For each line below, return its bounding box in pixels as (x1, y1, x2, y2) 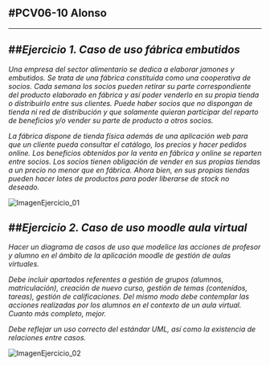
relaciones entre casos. (8, 333, 87, 343)
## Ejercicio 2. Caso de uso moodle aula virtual (8, 221, 247, 235)
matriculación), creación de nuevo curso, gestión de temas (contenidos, (8, 283, 247, 293)
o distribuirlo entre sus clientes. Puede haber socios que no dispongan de (8, 98, 253, 108)
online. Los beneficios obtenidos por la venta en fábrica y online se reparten (8, 148, 262, 157)
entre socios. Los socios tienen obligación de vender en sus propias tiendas (8, 157, 261, 166)
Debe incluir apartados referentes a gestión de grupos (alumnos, (8, 274, 224, 284)
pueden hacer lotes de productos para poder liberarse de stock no (8, 173, 230, 183)
